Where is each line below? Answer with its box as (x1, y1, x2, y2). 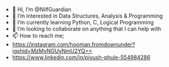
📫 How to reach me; (12, 32, 65, 39)
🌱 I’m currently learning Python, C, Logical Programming (12, 19, 154, 26)
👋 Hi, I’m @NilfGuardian (12, 6, 71, 13)
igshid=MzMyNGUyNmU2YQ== (12, 48, 93, 54)
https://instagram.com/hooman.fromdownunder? (12, 41, 135, 48)
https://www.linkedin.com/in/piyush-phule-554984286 (12, 54, 151, 61)
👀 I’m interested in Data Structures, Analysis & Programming (12, 12, 163, 19)
